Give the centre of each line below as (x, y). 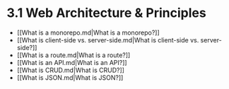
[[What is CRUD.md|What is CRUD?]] (71, 70)
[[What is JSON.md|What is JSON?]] (70, 77)
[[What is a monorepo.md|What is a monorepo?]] (88, 32)
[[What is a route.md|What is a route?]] (74, 55)
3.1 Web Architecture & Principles (106, 13)
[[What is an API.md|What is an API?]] (72, 62)
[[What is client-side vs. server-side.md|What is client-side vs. (108, 40)
